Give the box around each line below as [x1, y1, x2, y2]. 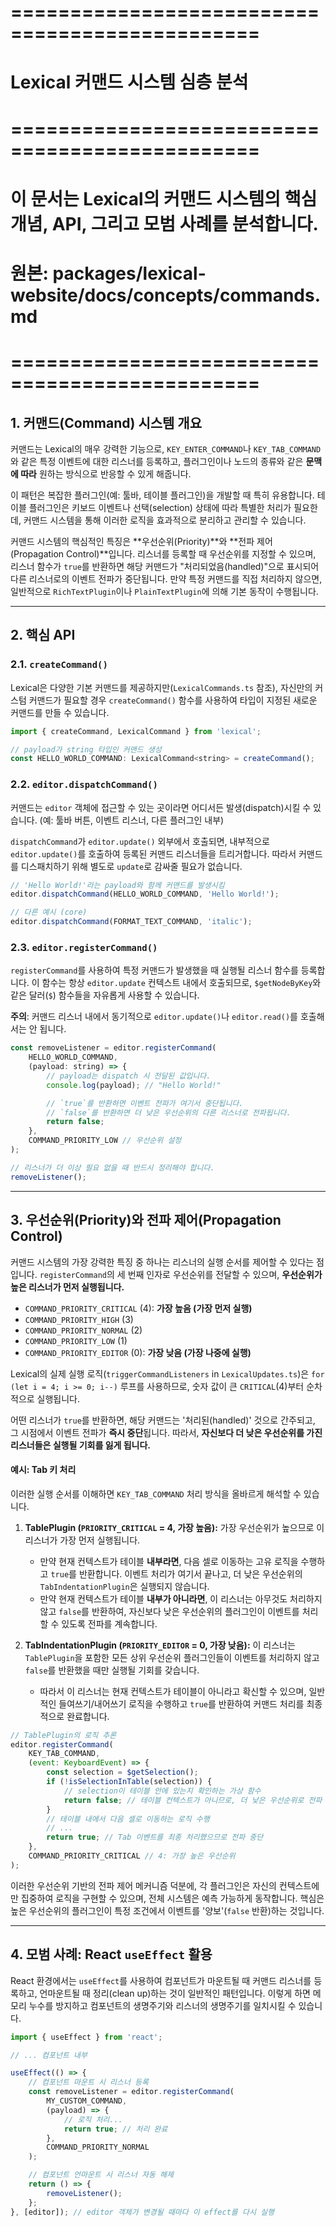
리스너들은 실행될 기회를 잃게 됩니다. [10, 1439, 152, 1451]
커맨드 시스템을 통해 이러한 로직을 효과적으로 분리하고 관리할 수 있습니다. [23, 514, 307, 526]
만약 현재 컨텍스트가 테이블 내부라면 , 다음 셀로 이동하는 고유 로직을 [39, 1555, 299, 1567]
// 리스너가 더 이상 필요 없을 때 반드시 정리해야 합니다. [10, 1162, 215, 1173]
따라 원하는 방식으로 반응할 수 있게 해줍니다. [20, 467, 192, 480]
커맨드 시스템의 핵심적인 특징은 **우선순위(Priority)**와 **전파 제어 [10, 535, 273, 547]
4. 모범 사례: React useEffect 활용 [10, 1946, 213, 1963]
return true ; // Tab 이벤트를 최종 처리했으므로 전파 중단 [46, 1832, 264, 1843]
